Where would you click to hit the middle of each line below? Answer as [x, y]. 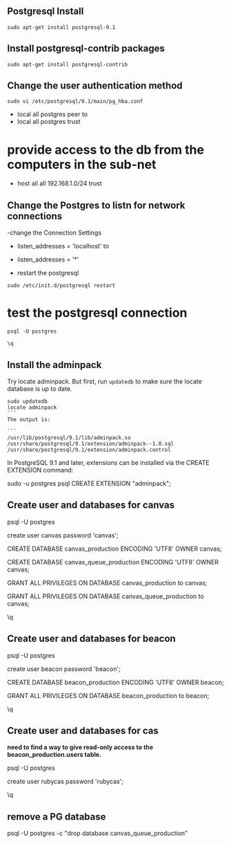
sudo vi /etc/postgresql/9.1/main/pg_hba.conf [75, 102]
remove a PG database [57, 817]
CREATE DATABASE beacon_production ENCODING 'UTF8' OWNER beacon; [115, 682]
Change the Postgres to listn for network [96, 205]
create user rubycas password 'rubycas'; [66, 782]
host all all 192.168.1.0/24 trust [59, 183]
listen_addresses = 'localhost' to [63, 246]
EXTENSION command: [40, 470]
